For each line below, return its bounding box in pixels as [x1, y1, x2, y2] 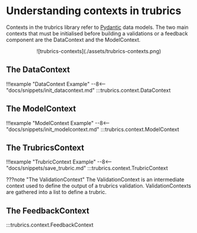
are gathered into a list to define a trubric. [6, 189, 107, 196]
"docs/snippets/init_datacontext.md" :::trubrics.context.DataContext [6, 87, 171, 94]
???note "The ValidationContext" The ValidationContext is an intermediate [6, 176, 185, 183]
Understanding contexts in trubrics [6, 4, 182, 18]
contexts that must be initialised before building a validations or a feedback [6, 29, 188, 37]
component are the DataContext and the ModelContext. [6, 36, 141, 43]
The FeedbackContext [6, 205, 89, 216]
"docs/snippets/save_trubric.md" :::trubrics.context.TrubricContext [6, 165, 168, 172]
